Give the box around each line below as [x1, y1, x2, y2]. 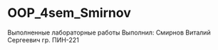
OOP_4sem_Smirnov [7, 5, 132, 21]
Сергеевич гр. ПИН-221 [7, 35, 80, 44]
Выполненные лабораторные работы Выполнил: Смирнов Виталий [7, 28, 212, 37]
